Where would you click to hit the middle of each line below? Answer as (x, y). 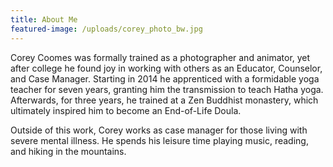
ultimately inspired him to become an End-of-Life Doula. (126, 110)
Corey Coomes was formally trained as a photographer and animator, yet (160, 57)
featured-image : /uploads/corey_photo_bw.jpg (106, 29)
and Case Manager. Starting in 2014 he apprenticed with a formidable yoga (165, 78)
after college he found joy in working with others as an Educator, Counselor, (166, 68)
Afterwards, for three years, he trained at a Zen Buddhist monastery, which (164, 100)
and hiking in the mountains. (68, 151)
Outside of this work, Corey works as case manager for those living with (159, 130)
